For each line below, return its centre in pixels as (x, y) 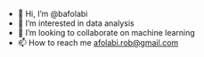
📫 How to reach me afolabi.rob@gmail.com (98, 43)
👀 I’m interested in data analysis (76, 23)
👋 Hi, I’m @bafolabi (53, 14)
